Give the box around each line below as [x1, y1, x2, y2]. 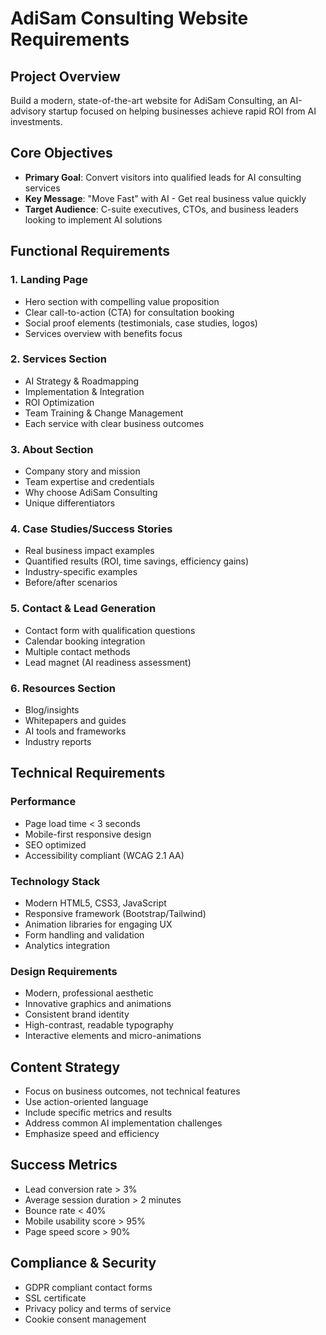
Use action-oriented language [24, 1096, 149, 1108]
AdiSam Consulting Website [10, 7, 249, 30]
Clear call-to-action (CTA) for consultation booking [24, 306, 235, 318]
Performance [10, 795, 77, 809]
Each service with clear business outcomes [24, 417, 205, 429]
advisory [10, 105, 47, 117]
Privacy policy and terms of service [24, 1302, 172, 1314]
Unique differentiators [24, 497, 116, 509]
